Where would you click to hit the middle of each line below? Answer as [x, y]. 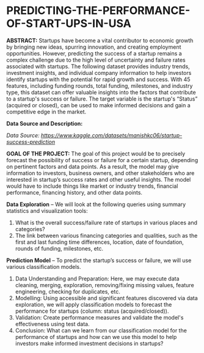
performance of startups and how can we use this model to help [96, 337]
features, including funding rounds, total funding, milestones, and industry [100, 85]
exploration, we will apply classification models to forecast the [93, 304]
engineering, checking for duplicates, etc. [67, 291]
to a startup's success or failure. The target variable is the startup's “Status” [102, 99]
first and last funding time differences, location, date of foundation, [100, 242]
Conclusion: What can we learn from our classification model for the [101, 330]
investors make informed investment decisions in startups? [89, 343]
